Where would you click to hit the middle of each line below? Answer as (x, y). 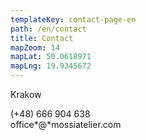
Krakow (26, 94)
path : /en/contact (48, 29)
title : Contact (42, 38)
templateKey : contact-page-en (73, 19)
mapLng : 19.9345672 (51, 66)
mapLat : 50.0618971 (51, 57)
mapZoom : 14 (35, 47)
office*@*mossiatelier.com (66, 124)
